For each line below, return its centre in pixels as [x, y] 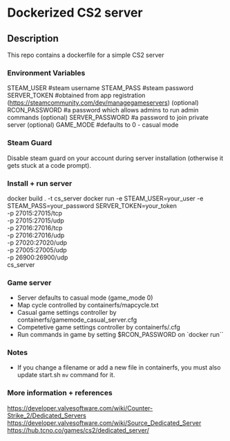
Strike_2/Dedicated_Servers [47, 415]
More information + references [60, 393]
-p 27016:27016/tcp [35, 227]
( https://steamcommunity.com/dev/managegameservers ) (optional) [103, 103]
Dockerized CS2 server [75, 13]
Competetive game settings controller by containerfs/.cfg [99, 327]
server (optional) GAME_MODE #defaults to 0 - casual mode [93, 125]
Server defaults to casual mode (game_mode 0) [85, 298]
